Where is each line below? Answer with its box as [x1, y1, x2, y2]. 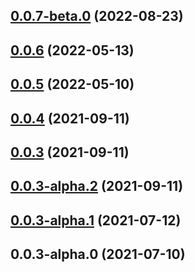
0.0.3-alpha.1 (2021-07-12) [10, 212, 182, 229]
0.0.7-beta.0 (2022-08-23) [10, 8, 184, 25]
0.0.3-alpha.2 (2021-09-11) [10, 178, 184, 195]
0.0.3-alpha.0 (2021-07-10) [10, 246, 186, 263]
